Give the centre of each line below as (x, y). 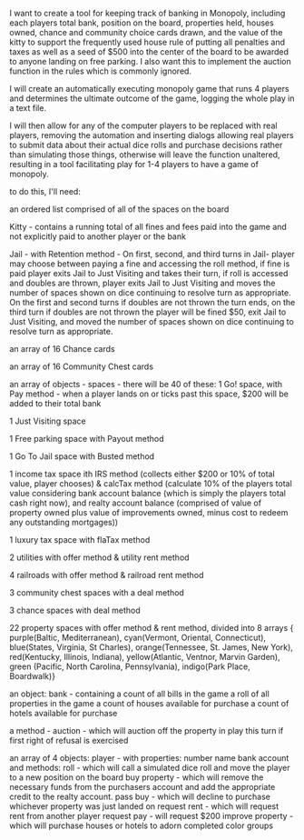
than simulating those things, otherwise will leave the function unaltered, (145, 155)
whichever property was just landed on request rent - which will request (144, 806)
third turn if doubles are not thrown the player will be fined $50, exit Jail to (148, 312)
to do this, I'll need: (45, 191)
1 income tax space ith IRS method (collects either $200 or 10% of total (142, 474)
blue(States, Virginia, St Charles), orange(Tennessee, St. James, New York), (151, 647)
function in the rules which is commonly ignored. (101, 71)
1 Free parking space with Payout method (87, 439)
